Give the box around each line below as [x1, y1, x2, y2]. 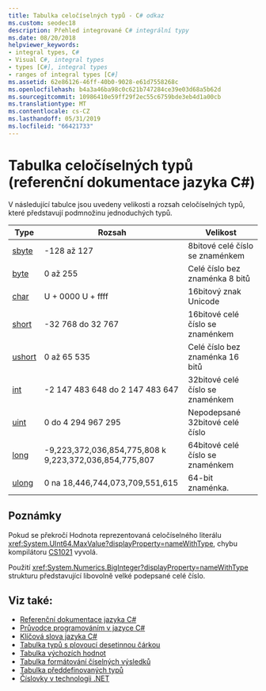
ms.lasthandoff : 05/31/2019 [8, 115, 101, 123]
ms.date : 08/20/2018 [8, 33, 77, 42]
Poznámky [8, 509, 62, 523]
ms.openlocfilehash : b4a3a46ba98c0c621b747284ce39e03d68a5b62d [8, 85, 222, 94]
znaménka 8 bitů [188, 273, 251, 284]
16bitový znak [188, 286, 241, 297]
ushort [12, 351, 37, 362]
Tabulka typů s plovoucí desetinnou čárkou [19, 640, 161, 650]
